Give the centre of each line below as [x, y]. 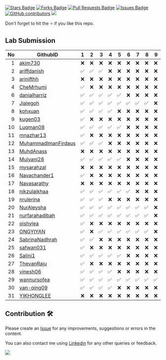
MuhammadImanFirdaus [47, 143]
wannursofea [35, 280]
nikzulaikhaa [34, 191]
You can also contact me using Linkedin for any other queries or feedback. [81, 343]
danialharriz [33, 95]
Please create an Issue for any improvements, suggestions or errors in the [80, 328]
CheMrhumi [33, 87]
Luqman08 [32, 127]
